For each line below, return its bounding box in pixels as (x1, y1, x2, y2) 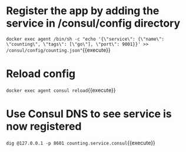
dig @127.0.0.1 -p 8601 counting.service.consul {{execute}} (6, 139, 156, 146)
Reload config (6, 67, 76, 81)
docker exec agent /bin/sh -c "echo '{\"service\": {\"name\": (6, 36, 165, 42)
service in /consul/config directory (6, 16, 181, 30)
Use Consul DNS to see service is (6, 107, 172, 121)
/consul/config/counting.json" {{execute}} (6, 46, 111, 54)
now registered (6, 120, 82, 133)
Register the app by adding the (6, 4, 160, 18)
